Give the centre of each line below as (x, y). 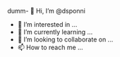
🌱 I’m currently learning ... (55, 32)
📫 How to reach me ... (50, 47)
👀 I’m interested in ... (47, 24)
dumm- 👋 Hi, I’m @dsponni (47, 11)
